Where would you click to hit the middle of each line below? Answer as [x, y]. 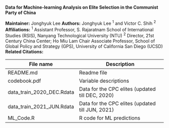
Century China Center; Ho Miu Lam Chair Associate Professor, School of [80, 41]
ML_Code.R [21, 118]
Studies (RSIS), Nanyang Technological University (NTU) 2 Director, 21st [80, 35]
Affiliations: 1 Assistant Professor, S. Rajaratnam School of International [79, 29]
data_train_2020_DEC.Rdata [41, 92]
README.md [23, 73]
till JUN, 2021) [96, 109]
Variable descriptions [104, 81]
